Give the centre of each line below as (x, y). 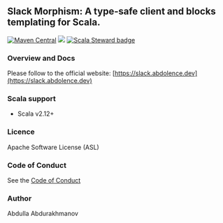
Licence (21, 132)
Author (20, 198)
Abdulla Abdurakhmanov (43, 214)
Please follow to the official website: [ (61, 73)
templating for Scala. (54, 23)
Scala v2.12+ (36, 114)
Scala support (31, 99)
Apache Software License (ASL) (53, 147)
